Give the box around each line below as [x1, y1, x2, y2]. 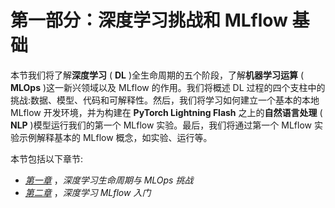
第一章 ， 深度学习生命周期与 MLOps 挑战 [24, 174, 194, 186]
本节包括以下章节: [10, 152, 84, 165]
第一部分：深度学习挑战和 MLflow [10, 9, 288, 32]
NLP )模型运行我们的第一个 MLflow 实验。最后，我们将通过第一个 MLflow [10, 119, 312, 131]
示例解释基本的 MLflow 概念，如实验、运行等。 [18, 131, 213, 143]
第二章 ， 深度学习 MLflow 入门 [24, 186, 152, 198]
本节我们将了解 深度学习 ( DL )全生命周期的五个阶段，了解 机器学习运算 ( [10, 69, 305, 81]
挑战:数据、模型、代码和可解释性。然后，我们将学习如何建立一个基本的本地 [10, 94, 320, 106]
